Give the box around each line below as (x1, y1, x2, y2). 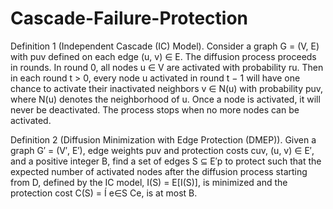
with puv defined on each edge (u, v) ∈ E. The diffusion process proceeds (10, 50, 317, 62)
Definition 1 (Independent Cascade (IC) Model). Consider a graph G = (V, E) (10, 40, 320, 52)
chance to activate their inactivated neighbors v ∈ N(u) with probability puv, (10, 82, 324, 94)
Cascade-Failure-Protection (10, 7, 249, 30)
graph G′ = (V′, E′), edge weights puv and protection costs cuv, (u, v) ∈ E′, (10, 144, 315, 156)
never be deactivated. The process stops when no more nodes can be (10, 103, 300, 116)
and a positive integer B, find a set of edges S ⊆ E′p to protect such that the (10, 155, 322, 167)
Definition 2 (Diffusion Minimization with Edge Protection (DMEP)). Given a (10, 133, 317, 146)
